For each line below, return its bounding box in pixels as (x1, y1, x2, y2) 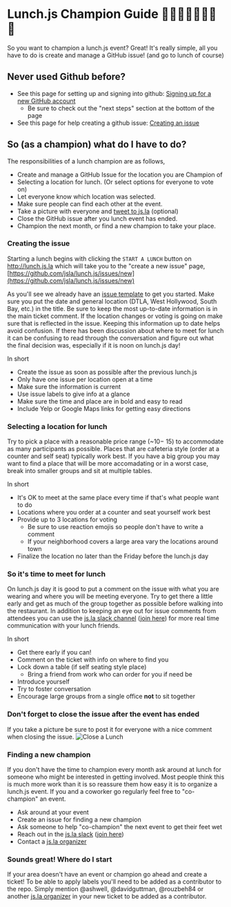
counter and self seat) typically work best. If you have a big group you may (7, 452, 221, 461)
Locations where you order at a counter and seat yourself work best (17, 508, 211, 517)
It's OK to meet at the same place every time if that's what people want (17, 493, 219, 502)
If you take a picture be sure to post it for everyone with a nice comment (7, 725, 212, 733)
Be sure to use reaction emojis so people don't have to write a (27, 523, 203, 531)
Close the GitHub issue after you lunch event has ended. (17, 214, 178, 223)
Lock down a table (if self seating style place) (17, 663, 147, 671)
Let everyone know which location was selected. (17, 192, 157, 201)
